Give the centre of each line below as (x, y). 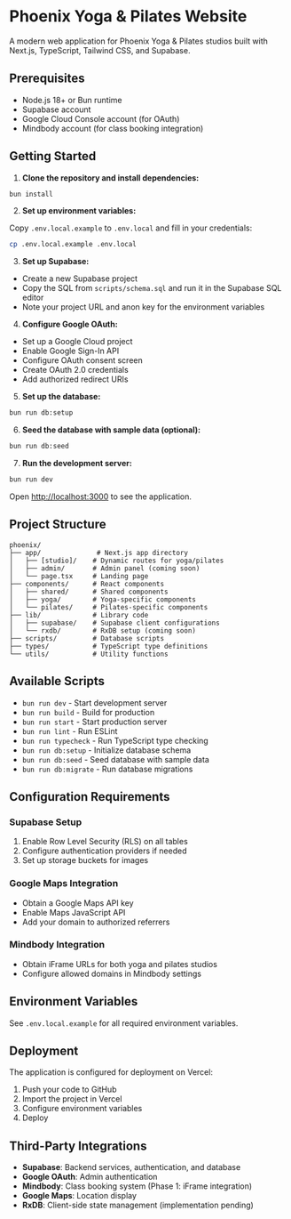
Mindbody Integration (57, 945)
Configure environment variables (82, 1109)
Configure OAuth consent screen (83, 360)
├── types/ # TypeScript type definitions (109, 646)
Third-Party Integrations (78, 1146)
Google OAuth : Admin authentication (90, 1177)
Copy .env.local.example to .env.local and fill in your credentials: (131, 228)
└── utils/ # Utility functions (89, 654)
